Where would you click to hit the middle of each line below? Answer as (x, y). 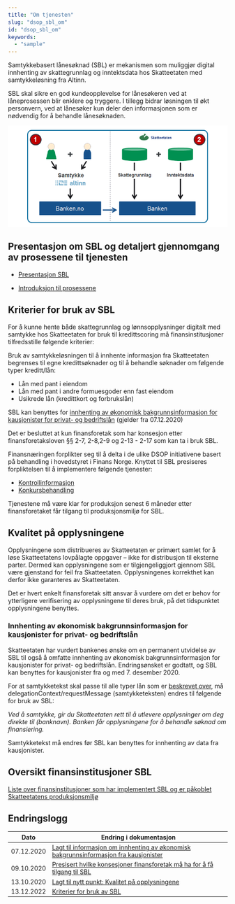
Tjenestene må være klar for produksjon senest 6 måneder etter (100, 503)
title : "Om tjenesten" (41, 15)
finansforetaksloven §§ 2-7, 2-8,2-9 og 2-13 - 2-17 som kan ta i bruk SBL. (113, 440)
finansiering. (26, 729)
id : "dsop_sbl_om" (35, 29)
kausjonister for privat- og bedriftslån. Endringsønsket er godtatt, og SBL (113, 665)
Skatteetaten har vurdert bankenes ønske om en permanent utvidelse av (112, 650)
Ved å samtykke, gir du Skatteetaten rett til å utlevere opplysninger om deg (116, 714)
